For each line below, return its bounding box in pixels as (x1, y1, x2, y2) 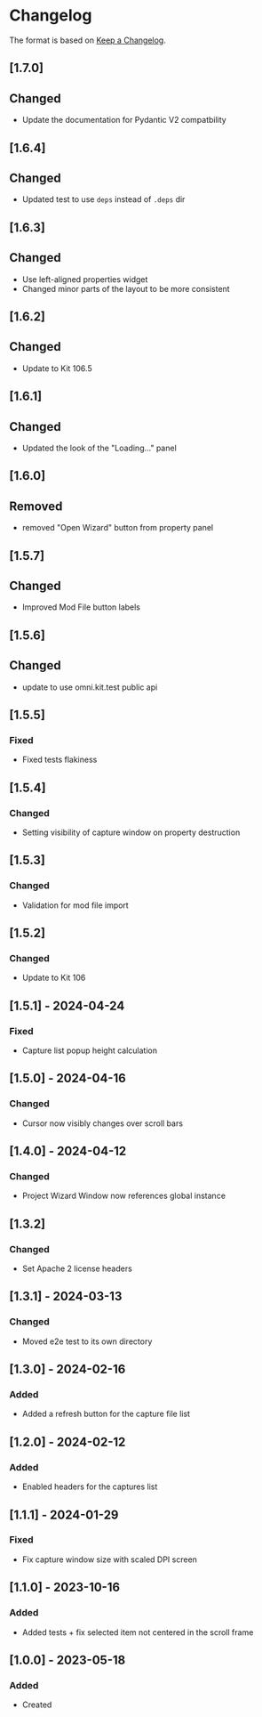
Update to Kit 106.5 (21, 362, 92, 374)
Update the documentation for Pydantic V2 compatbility (21, 115, 226, 126)
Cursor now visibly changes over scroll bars (21, 1118, 184, 1129)
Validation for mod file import (21, 900, 129, 911)
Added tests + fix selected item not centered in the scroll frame (21, 1626, 254, 1638)
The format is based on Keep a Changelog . (9, 35, 166, 45)
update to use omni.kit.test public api (21, 682, 158, 692)
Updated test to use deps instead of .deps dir (21, 194, 186, 205)
